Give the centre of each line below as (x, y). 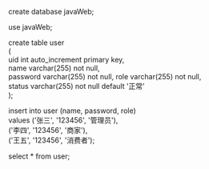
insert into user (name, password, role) (72, 111)
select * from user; (39, 156)
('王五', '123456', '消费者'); (52, 140)
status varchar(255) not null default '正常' (77, 86)
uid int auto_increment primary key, (66, 60)
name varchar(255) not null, (54, 68)
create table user (36, 42)
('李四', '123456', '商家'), (48, 130)
